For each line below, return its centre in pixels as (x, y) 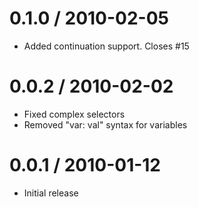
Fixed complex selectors (74, 114)
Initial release (51, 193)
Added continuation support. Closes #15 (106, 46)
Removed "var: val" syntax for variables (105, 124)
